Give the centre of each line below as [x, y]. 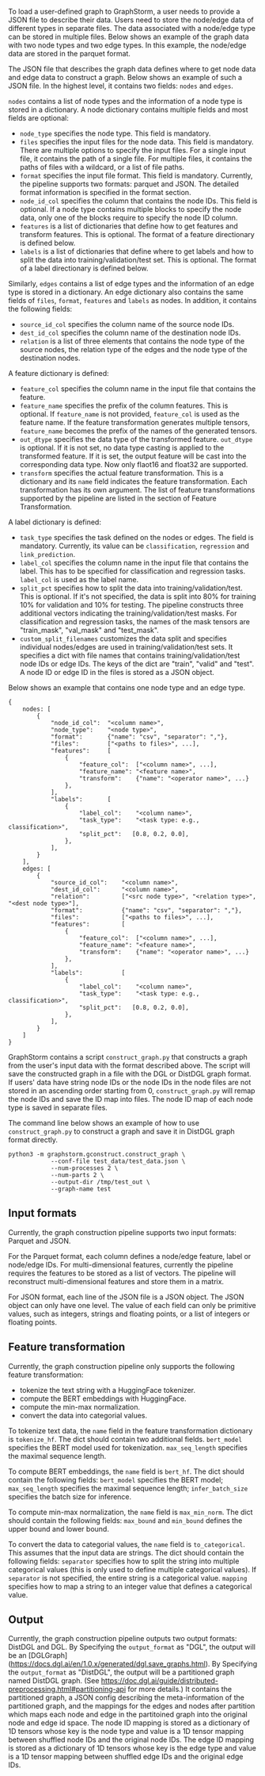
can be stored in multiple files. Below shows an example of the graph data [129, 36]
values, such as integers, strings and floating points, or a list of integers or [129, 1314]
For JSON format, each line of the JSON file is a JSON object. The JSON [126, 1297]
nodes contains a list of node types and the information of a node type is [125, 101]
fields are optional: [38, 118]
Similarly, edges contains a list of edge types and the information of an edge [131, 284]
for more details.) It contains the [180, 1690]
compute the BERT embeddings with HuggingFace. [103, 1398]
